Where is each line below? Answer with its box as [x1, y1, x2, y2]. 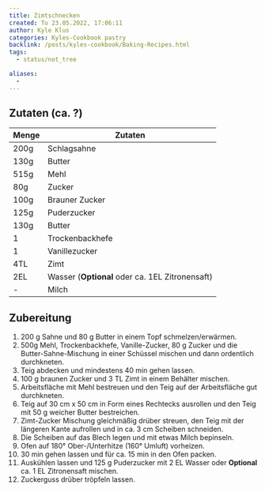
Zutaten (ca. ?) [9, 107, 83, 120]
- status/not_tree [16, 56, 78, 64]
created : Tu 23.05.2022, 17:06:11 [9, 19, 123, 27]
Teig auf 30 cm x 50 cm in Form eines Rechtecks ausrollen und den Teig [20, 400, 256, 409]
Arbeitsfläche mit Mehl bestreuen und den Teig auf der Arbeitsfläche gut [20, 382, 258, 392]
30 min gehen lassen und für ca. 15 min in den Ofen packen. [20, 449, 217, 459]
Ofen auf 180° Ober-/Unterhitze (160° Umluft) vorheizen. [20, 441, 205, 451]
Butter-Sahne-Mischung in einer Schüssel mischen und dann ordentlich [20, 349, 254, 359]
